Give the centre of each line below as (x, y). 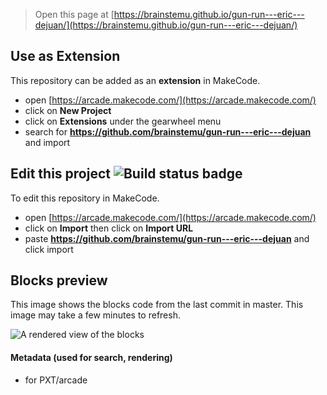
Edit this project (60, 174)
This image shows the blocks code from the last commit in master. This (157, 305)
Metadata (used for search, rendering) (91, 358)
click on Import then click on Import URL (109, 228)
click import (49, 249)
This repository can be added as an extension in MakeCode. (135, 80)
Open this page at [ (74, 14)
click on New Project (68, 110)
